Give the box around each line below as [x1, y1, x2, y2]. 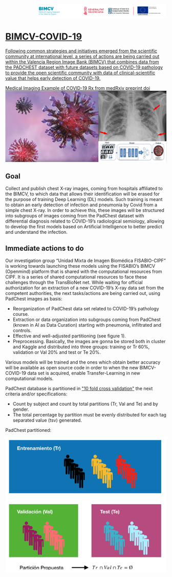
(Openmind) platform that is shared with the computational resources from [5, 268, 162, 275]
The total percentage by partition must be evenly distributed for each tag [12, 412, 166, 418]
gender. [12, 406, 29, 412]
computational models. [5, 375, 54, 382]
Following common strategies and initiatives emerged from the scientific [5, 48, 158, 54]
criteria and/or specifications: [5, 391, 68, 397]
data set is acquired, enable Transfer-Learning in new [27, 370, 140, 376]
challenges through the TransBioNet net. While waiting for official [5, 280, 143, 286]
